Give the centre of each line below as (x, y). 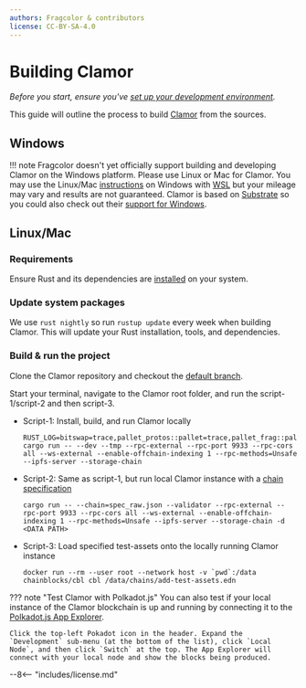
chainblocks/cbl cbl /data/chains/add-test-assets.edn (129, 580)
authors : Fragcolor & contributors (77, 18)
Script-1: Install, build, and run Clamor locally (107, 420)
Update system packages (67, 302)
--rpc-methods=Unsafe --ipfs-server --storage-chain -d (176, 521)
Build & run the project (60, 355)
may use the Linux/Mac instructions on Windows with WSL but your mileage (153, 185)
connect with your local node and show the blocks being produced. (141, 657)
